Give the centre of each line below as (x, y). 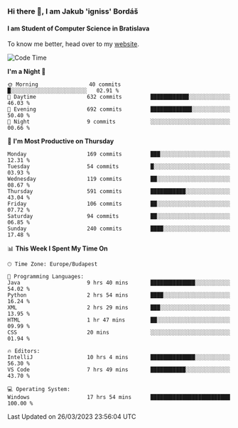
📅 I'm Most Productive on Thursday (61, 141)
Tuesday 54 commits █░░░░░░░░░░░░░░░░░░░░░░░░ (119, 167)
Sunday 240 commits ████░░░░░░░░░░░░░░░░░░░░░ (119, 229)
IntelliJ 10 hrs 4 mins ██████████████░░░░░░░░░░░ (119, 358)
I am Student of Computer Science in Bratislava (79, 28)
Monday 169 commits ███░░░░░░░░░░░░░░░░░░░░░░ (119, 154)
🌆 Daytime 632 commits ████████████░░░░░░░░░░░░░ (119, 97)
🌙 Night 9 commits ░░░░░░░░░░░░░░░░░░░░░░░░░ (119, 122)
